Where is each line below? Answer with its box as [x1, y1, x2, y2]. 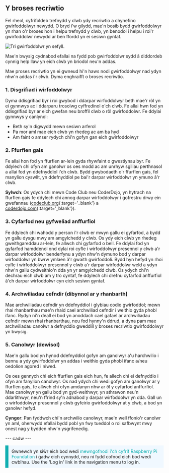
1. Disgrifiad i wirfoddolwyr [5, 86, 72, 93]
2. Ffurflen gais [5, 147, 44, 154]
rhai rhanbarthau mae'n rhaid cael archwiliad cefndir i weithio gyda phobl [5, 307, 157, 313]
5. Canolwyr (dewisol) [5, 341, 60, 348]
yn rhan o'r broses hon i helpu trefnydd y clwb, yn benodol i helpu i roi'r [5, 28, 154, 34]
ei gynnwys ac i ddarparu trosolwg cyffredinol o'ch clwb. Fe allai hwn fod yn [5, 103, 163, 109]
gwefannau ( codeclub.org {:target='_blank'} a [5, 200, 99, 206]
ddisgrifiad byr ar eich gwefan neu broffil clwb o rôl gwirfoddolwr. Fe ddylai [5, 108, 161, 114]
